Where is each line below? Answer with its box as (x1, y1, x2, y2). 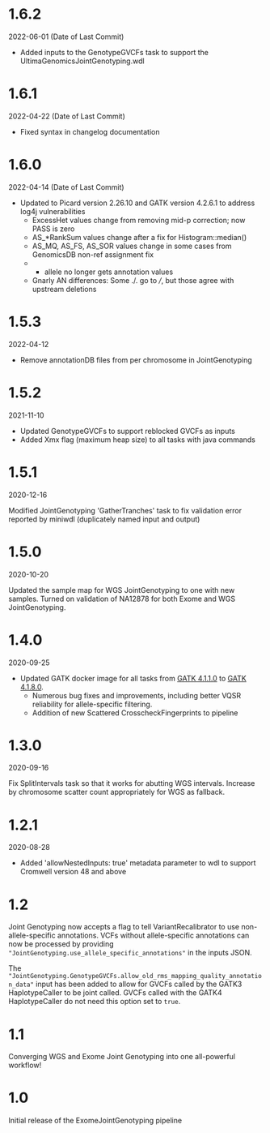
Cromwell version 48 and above (19, 867, 127, 877)
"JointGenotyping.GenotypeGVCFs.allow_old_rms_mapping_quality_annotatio (8, 972, 263, 981)
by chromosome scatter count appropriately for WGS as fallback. (8, 788, 226, 797)
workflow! (8, 1060, 42, 1071)
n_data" (8, 981, 35, 989)
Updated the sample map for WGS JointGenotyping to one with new (8, 585, 235, 594)
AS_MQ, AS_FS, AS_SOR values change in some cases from (32, 241, 232, 251)
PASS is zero (32, 224, 75, 234)
